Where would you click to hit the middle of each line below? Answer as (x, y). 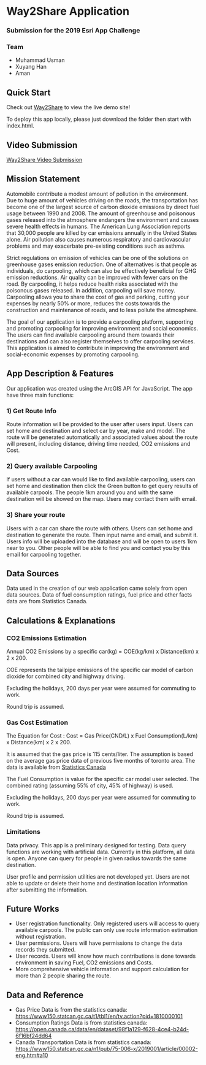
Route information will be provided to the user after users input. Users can (100, 424)
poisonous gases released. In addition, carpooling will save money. (91, 290)
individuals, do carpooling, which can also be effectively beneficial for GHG (101, 270)
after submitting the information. (47, 890)
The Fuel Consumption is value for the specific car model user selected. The (103, 779)
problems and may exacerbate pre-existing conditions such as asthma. (96, 246)
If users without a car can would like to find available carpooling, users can (101, 479)
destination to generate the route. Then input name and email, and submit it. (102, 535)
